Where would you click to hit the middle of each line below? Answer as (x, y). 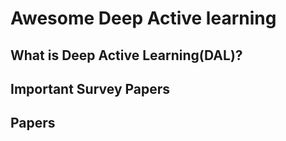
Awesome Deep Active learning (143, 18)
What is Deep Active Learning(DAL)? (126, 55)
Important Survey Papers (90, 88)
